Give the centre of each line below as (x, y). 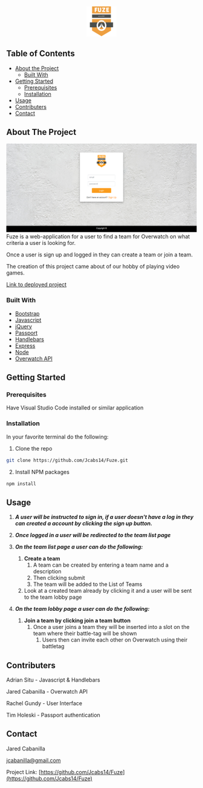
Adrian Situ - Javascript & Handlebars (53, 680)
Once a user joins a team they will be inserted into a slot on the (111, 627)
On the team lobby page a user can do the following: (82, 609)
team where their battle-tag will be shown (85, 633)
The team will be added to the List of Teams (88, 584)
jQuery (23, 326)
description (47, 571)
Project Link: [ (24, 772)
